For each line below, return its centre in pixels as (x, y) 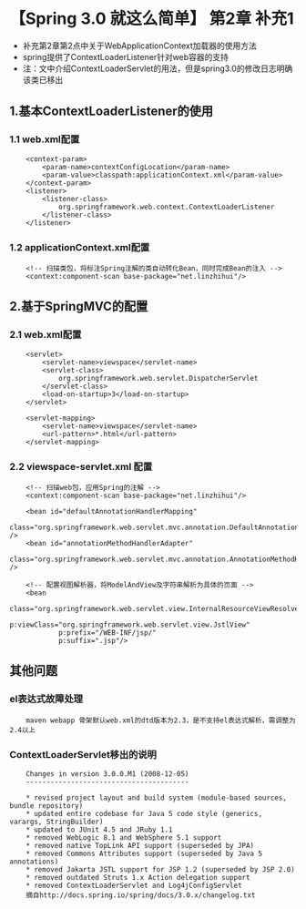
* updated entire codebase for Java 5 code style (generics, (144, 813)
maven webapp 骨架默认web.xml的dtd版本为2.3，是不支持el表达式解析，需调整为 (161, 720)
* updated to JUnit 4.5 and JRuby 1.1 (99, 830)
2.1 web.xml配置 (46, 335)
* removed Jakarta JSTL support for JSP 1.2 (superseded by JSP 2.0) (161, 869)
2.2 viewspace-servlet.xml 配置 (81, 466)
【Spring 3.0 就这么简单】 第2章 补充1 (152, 19)
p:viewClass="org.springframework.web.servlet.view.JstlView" (130, 625)
